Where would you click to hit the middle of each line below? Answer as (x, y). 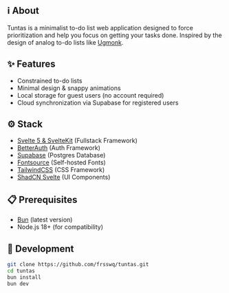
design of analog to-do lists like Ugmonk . (65, 42)
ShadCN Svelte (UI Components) (64, 177)
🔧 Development (41, 249)
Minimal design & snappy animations (69, 88)
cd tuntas (21, 271)
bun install (24, 277)
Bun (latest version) (45, 220)
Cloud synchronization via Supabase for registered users (98, 102)
